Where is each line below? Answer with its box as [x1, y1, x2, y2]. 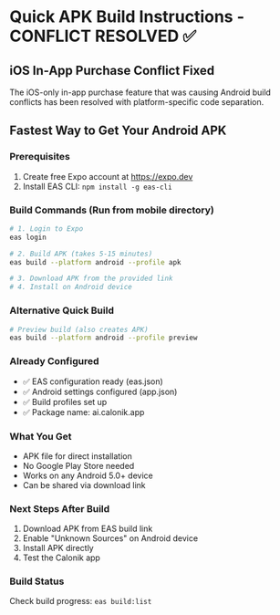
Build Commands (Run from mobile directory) [9, 203, 214, 216]
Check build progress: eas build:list [9, 596, 152, 607]
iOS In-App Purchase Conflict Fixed [9, 62, 215, 78]
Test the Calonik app [22, 552, 100, 563]
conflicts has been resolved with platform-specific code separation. [9, 97, 264, 107]
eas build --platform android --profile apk [9, 257, 181, 266]
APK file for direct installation [22, 450, 132, 462]
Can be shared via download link [22, 479, 146, 490]
